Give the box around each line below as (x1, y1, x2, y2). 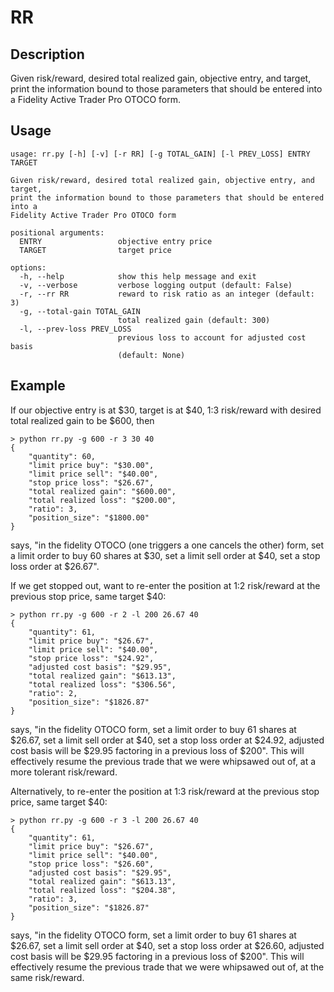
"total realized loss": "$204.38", (28, 885, 177, 895)
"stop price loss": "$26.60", (28, 859, 155, 869)
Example (10, 377, 66, 395)
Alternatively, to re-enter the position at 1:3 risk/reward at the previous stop (10, 785, 320, 797)
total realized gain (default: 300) (117, 315, 271, 325)
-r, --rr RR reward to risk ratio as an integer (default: (19, 289, 315, 299)
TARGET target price (19, 245, 172, 255)
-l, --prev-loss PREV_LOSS (19, 324, 132, 334)
